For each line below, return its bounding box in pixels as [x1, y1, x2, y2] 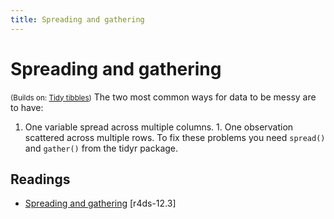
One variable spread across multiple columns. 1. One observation [24, 121, 294, 133]
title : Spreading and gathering [10, 14, 145, 25]
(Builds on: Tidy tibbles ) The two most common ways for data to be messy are [10, 91, 317, 103]
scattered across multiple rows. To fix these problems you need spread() [24, 131, 326, 143]
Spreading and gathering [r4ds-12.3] [24, 197, 177, 210]
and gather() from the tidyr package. [24, 142, 179, 154]
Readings [10, 171, 71, 188]
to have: [10, 101, 44, 113]
